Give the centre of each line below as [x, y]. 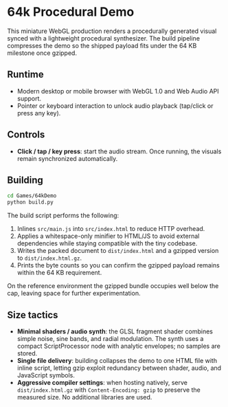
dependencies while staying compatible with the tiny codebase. [107, 243]
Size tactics [33, 315]
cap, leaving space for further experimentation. [74, 294]
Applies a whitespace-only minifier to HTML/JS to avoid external [108, 236]
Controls [26, 135]
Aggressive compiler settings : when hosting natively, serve [102, 382]
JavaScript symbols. [46, 375]
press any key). [39, 113]
